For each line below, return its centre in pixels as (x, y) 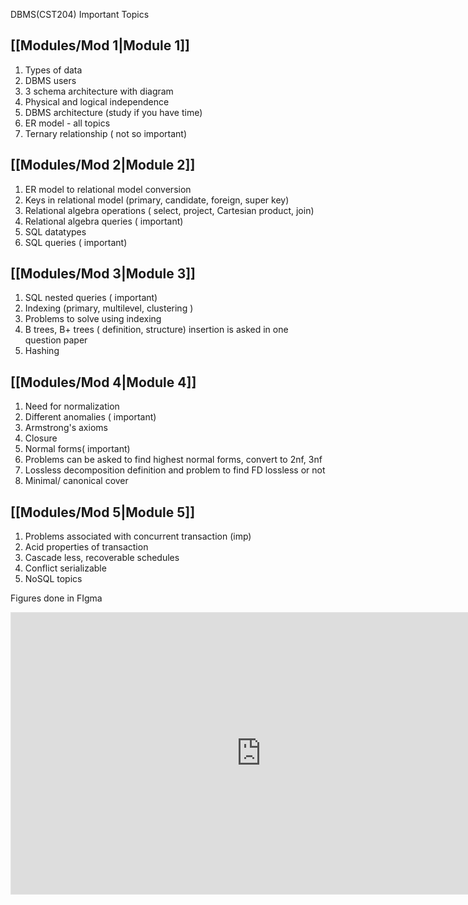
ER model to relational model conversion (108, 189)
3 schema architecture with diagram (99, 91)
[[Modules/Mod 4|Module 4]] (103, 382)
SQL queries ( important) (76, 242)
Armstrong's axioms (66, 428)
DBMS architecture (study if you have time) (113, 112)
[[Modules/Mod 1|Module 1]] (100, 45)
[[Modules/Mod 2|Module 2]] (103, 165)
